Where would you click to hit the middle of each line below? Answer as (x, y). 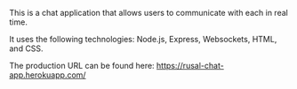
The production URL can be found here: (82, 66)
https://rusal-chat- (190, 66)
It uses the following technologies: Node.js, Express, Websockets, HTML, (143, 39)
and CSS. (26, 48)
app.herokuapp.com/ (48, 75)
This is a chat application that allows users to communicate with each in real (149, 13)
